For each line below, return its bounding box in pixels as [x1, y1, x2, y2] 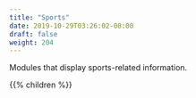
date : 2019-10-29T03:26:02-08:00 [9, 21, 134, 30]
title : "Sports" [9, 12, 70, 22]
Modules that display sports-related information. [9, 62, 188, 73]
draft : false [9, 29, 58, 38]
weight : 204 [9, 37, 54, 47]
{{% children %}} [9, 79, 73, 90]
